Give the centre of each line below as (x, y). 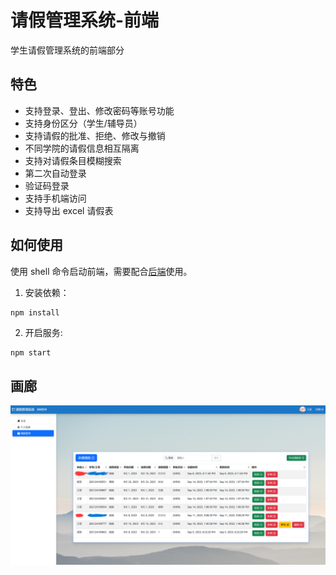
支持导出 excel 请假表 (69, 210)
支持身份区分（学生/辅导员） (83, 123)
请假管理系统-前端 (85, 20)
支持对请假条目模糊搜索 (73, 160)
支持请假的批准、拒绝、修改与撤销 (95, 135)
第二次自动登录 (55, 173)
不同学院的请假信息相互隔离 (82, 148)
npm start (31, 353)
